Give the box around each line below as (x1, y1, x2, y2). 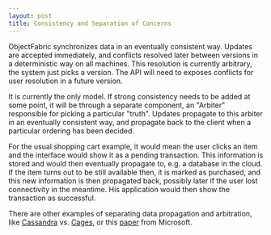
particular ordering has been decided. (8, 126, 135, 136)
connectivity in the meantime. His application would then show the (8, 184, 231, 194)
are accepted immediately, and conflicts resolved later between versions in (8, 50, 259, 60)
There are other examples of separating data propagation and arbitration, (8, 208, 252, 218)
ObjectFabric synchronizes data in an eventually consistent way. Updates (8, 41, 253, 51)
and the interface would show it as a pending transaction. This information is (8, 150, 264, 160)
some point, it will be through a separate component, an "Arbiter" (8, 100, 226, 110)
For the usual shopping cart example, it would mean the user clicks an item (8, 141, 258, 151)
